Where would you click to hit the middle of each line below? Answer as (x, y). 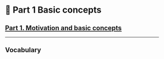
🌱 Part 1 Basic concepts (53, 10)
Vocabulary (23, 50)
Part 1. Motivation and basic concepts (63, 28)
